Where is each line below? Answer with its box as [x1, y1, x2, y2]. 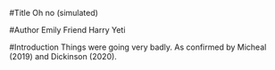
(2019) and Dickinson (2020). [9, 51, 118, 61]
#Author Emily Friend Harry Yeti [9, 25, 126, 35]
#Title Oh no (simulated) [9, 8, 98, 18]
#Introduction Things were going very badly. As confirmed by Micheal [9, 42, 267, 52]
